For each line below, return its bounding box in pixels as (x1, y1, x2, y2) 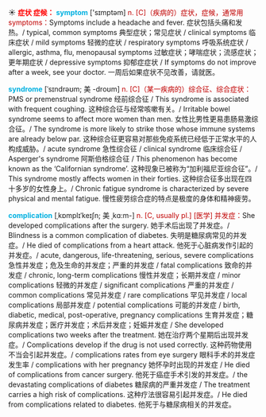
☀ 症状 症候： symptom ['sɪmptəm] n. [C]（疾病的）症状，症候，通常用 (8, 8, 244, 17)
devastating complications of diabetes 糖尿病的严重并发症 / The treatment (8, 380, 250, 389)
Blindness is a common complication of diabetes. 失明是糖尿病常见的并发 (8, 231, 248, 240)
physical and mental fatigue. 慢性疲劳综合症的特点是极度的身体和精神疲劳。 (8, 194, 256, 203)
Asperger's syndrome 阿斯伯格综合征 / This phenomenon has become (8, 154, 238, 163)
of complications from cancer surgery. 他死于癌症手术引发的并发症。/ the (8, 370, 249, 379)
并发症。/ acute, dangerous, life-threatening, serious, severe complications (8, 251, 254, 259)
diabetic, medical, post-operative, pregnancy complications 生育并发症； (8, 310, 247, 319)
